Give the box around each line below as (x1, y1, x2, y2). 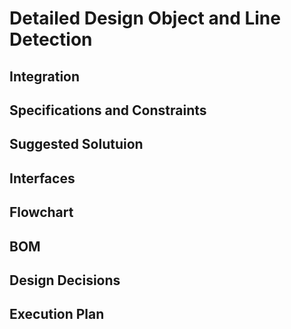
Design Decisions (9, 272, 121, 289)
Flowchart (9, 204, 74, 221)
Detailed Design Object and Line (9, 7, 281, 30)
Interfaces (9, 170, 76, 187)
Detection (9, 28, 93, 51)
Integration (9, 68, 81, 85)
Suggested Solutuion (9, 136, 144, 153)
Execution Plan (9, 306, 105, 323)
